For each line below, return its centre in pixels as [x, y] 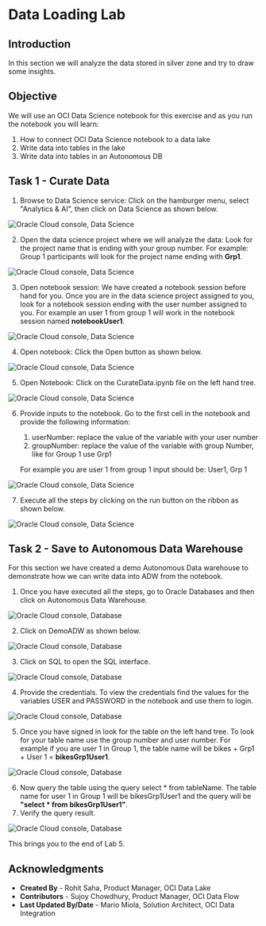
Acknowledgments [56, 868]
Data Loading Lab [67, 15]
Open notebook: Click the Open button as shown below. [111, 352]
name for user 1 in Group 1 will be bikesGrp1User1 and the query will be [135, 797]
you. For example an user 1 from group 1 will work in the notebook [127, 312]
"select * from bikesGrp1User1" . [74, 804]
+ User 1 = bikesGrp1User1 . [65, 757]
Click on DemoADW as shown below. [80, 631]
